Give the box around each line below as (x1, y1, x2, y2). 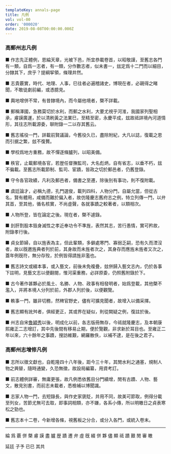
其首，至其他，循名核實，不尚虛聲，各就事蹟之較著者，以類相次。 (5, 201, 144, 207)
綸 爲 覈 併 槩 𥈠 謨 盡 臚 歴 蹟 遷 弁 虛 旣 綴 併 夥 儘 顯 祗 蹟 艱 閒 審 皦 (5, 432, 153, 439)
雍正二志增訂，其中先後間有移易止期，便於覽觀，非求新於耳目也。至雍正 (9, 326, 161, 332)
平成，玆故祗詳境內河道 (111, 115, 161, 121)
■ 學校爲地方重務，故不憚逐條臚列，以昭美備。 (5, 149, 104, 156)
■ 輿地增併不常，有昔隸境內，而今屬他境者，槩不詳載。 (5, 97, 122, 104)
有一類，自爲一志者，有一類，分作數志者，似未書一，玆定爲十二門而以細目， (5, 63, 166, 69)
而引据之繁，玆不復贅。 (5, 138, 54, 144)
